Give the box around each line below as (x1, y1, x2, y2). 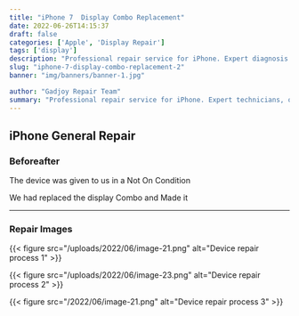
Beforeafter (9, 155, 61, 167)
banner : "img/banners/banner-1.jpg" (9, 71, 145, 80)
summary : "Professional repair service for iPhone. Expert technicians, (9, 95, 285, 104)
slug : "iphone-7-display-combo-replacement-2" (9, 63, 185, 72)
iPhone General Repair (9, 128, 136, 143)
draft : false (9, 29, 58, 38)
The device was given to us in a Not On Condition (9, 175, 191, 186)
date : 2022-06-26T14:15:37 (9, 21, 109, 30)
